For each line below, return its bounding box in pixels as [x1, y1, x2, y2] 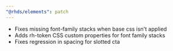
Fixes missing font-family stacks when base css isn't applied [14, 25, 167, 32]
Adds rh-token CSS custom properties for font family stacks [14, 31, 166, 39]
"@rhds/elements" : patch [5, 8, 69, 15]
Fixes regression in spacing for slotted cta [14, 38, 120, 45]
